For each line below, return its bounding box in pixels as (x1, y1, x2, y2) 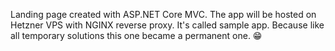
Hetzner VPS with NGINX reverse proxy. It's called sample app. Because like (10, 19, 325, 31)
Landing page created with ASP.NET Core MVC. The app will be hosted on (10, 9, 317, 20)
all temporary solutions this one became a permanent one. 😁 (10, 30, 263, 41)
